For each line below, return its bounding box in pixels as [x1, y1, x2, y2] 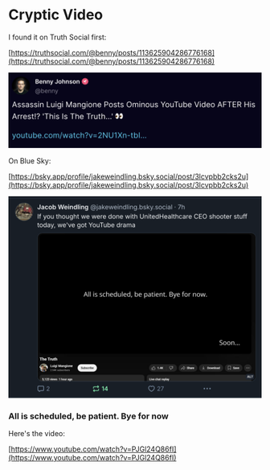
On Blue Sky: [8, 156, 51, 166]
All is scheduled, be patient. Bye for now [8, 410, 169, 422]
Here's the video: [8, 428, 66, 438]
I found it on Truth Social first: [8, 32, 107, 42]
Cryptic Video [8, 6, 104, 24]
